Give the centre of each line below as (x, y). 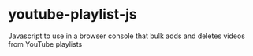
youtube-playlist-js (73, 14)
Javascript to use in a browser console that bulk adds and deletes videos (127, 36)
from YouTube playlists (45, 44)
